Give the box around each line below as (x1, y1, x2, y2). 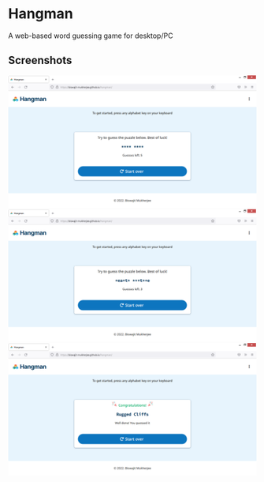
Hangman (8, 5, 73, 23)
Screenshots (8, 54, 73, 67)
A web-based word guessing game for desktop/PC (8, 31, 173, 40)
